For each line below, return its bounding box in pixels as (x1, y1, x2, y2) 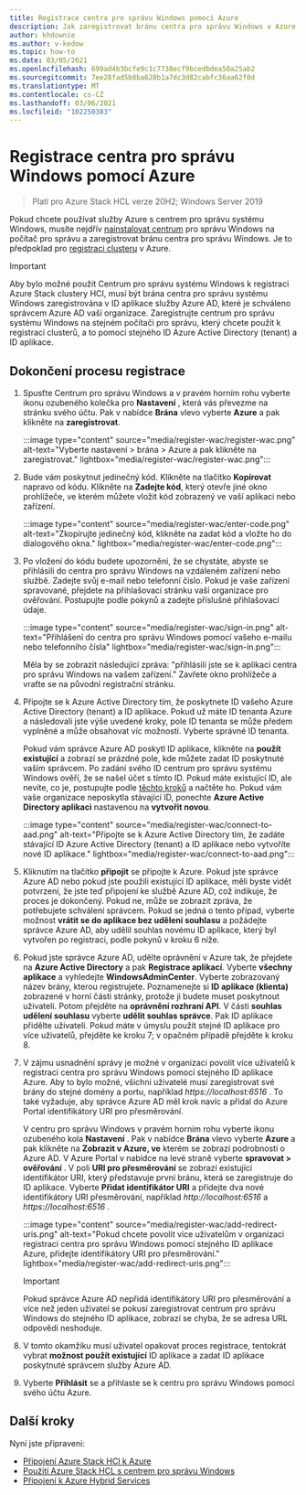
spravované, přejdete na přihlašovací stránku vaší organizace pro (22, 585, 269, 596)
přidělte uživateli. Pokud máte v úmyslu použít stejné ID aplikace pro (22, 1020, 280, 1030)
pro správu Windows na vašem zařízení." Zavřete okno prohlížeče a (22, 669, 277, 680)
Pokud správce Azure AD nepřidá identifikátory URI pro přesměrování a (22, 1294, 291, 1304)
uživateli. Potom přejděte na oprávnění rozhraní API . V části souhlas (22, 1001, 282, 1011)
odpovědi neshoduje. (22, 1323, 103, 1333)
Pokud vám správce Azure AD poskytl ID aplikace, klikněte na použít (22, 743, 281, 754)
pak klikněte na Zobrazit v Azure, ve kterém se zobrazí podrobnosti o (22, 1143, 286, 1154)
